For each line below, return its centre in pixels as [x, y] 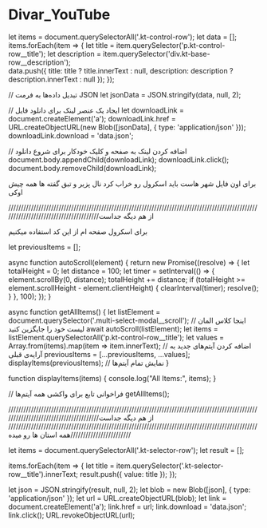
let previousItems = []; [45, 247]
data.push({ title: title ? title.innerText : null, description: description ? [121, 70]
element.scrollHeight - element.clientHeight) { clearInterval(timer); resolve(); [133, 288]
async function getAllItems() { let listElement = [84, 312]
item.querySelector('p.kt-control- [171, 45]
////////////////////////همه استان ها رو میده [70, 435]
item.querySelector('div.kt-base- [157, 54]
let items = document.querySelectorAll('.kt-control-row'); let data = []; [123, 37]
